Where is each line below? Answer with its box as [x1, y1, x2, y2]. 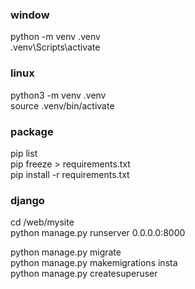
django [10, 193, 45, 207]
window [10, 8, 50, 22]
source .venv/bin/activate [10, 99, 115, 112]
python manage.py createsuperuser [10, 268, 158, 280]
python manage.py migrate [10, 246, 122, 258]
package [10, 124, 54, 138]
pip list [10, 147, 38, 159]
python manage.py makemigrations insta [10, 257, 178, 269]
